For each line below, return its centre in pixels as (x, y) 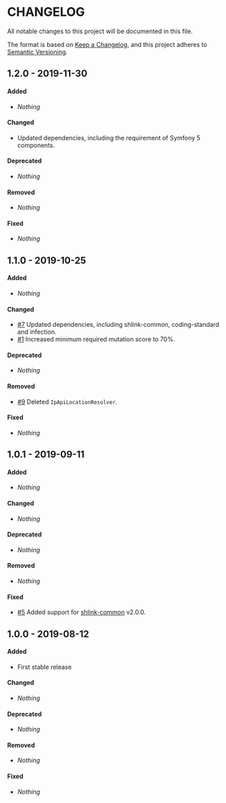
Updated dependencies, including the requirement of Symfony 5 (109, 138)
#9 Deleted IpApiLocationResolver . (67, 401)
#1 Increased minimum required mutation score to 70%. (96, 339)
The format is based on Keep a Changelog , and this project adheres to (107, 44)
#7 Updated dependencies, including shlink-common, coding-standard (118, 325)
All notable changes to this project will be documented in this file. (100, 31)
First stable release (44, 667)
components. (36, 145)
